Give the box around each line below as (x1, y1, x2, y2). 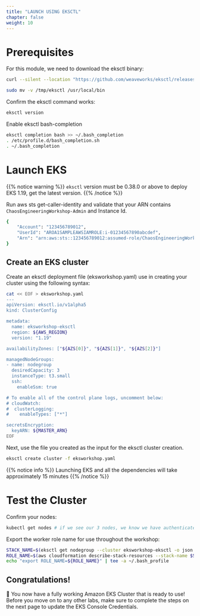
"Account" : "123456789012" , (17, 224, 86, 230)
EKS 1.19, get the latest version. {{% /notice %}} (6, 189, 123, 197)
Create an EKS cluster (6, 257, 89, 267)
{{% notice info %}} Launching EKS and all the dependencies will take (6, 466, 177, 474)
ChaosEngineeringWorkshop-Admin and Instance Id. (6, 207, 127, 214)
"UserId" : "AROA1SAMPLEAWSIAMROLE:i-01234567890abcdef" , (17, 230, 161, 236)
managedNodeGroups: (6, 356, 55, 362)
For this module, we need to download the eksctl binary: (6, 65, 144, 72)
